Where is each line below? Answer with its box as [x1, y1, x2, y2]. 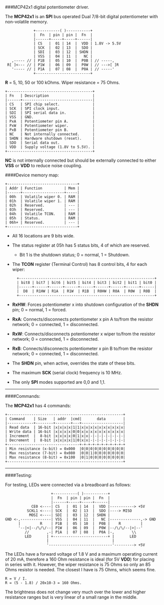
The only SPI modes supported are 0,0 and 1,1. [12, 379, 106, 385]
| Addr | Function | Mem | [5, 186, 80, 191]
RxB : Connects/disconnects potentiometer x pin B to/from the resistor [12, 346, 153, 351]
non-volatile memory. [5, 19, 48, 24]
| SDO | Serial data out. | [5, 140, 95, 145]
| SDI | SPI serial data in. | [5, 110, 95, 115]
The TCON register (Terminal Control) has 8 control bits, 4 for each [12, 261, 147, 267]
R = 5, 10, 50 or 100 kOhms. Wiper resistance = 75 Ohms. [5, 80, 120, 85]
